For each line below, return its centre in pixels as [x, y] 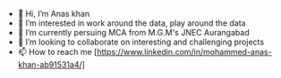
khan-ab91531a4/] [51, 65]
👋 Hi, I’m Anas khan [54, 14]
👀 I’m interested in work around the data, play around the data [132, 23]
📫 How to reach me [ [57, 52]
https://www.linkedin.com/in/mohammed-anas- [184, 52]
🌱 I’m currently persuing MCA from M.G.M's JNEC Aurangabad [133, 32]
